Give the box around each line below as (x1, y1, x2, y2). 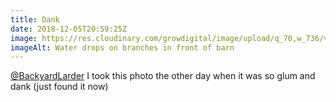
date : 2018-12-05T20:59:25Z (10, 24, 128, 34)
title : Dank (10, 14, 60, 25)
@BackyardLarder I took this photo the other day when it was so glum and (10, 70, 316, 82)
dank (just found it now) (10, 81, 109, 93)
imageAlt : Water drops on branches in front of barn (10, 42, 235, 53)
